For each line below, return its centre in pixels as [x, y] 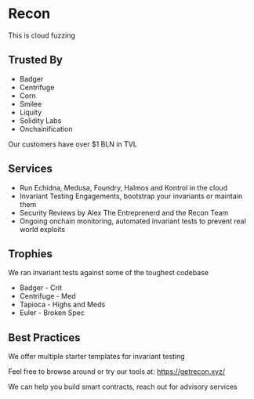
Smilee [31, 103]
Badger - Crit [41, 288]
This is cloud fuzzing [42, 35]
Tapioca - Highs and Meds [62, 305]
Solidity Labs [40, 120]
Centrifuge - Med [47, 296]
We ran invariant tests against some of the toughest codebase [109, 273]
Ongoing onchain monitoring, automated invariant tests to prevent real [133, 221]
